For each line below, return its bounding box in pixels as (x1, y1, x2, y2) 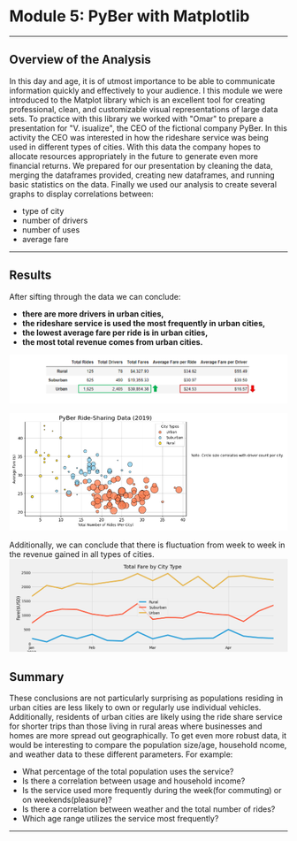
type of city (21, 205, 65, 216)
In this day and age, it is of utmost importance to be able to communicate (9, 75, 276, 86)
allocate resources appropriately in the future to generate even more (9, 150, 259, 161)
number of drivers (21, 215, 88, 226)
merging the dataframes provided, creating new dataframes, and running (9, 170, 276, 180)
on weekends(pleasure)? (21, 794, 112, 806)
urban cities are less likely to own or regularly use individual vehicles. (9, 702, 262, 713)
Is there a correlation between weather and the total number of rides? (21, 804, 276, 814)
